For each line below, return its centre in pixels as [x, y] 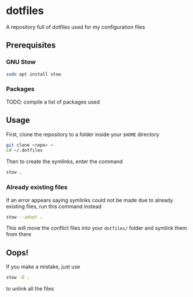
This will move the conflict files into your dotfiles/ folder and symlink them [97, 228]
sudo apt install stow [34, 74]
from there [19, 234]
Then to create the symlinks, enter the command [64, 161]
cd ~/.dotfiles [24, 150]
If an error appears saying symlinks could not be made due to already [90, 200]
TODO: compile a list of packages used [53, 102]
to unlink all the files [30, 289]
